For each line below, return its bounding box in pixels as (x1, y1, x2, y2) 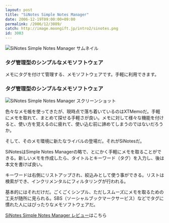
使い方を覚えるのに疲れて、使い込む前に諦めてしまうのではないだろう (18, 121, 164, 127)
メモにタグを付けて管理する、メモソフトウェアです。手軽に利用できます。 (5, 71, 159, 78)
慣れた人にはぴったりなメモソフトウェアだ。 (5, 201, 98, 207)
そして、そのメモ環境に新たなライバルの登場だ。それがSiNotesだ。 (5, 138, 145, 144)
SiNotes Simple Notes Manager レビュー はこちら (5, 212, 107, 218)
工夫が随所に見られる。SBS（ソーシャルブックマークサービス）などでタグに (5, 195, 164, 201)
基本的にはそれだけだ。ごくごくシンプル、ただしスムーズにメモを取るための (5, 189, 164, 195)
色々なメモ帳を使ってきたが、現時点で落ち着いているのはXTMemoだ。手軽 (5, 108, 160, 114)
